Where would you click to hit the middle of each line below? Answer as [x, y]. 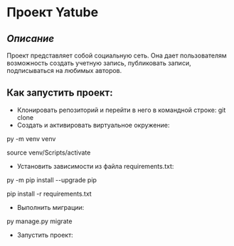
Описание [31, 39]
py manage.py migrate [39, 221]
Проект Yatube [53, 12]
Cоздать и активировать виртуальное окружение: [93, 125]
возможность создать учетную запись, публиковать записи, [99, 63]
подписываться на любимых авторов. [64, 71]
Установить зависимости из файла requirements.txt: [95, 166]
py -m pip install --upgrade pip [52, 180]
